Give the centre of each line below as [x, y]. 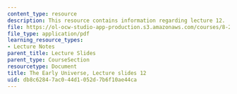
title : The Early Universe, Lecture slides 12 [77, 73]
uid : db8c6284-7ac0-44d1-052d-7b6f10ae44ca [72, 80]
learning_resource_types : [45, 40]
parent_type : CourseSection [49, 60]
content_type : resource [42, 14]
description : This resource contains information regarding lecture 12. [116, 20]
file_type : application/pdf [49, 34]
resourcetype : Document [42, 66]
